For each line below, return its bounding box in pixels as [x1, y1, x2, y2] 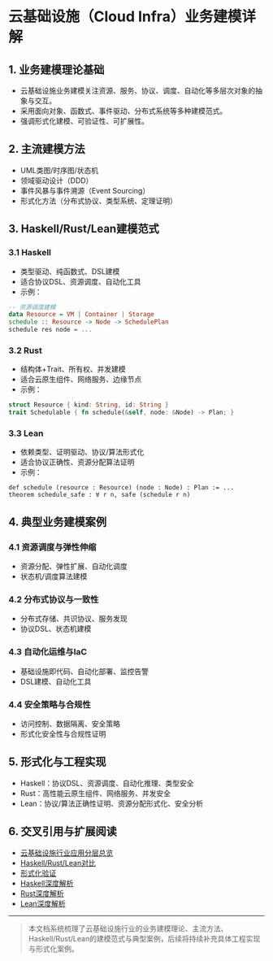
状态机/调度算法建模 [19, 572, 88, 581]
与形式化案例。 [28, 944, 79, 954]
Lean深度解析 [19, 898, 67, 908]
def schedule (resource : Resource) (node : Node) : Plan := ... [8, 484, 234, 492]
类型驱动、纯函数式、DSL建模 [19, 266, 120, 276]
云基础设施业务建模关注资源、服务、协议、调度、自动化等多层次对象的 [19, 86, 256, 95]
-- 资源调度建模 [8, 302, 56, 311]
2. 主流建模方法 [8, 142, 85, 156]
